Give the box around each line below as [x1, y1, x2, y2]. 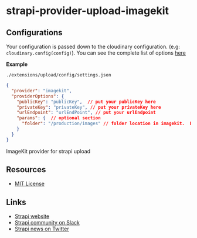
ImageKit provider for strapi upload [6, 148, 91, 155]
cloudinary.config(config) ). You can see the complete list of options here [6, 49, 186, 56]
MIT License [14, 180, 45, 187]
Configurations [6, 28, 63, 38]
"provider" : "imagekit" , [11, 88, 72, 93]
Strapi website [14, 213, 50, 220]
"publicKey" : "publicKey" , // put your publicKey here [16, 99, 157, 105]
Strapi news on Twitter [14, 225, 69, 233]
